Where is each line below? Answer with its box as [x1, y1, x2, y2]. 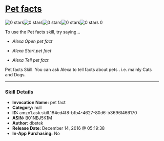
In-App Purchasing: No [12, 130, 60, 137]
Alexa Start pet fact [12, 48, 52, 53]
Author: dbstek [12, 120, 43, 126]
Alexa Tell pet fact [12, 57, 49, 63]
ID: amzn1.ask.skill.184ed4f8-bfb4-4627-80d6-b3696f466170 [12, 110, 138, 116]
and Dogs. [5, 71, 26, 77]
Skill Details [5, 88, 34, 95]
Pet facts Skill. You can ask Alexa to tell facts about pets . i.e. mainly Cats [5, 67, 152, 72]
